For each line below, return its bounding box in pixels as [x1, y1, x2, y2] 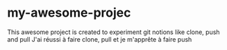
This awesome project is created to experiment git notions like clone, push [7, 28, 220, 36]
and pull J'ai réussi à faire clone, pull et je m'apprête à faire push [7, 35, 192, 43]
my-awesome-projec [7, 5, 131, 21]
